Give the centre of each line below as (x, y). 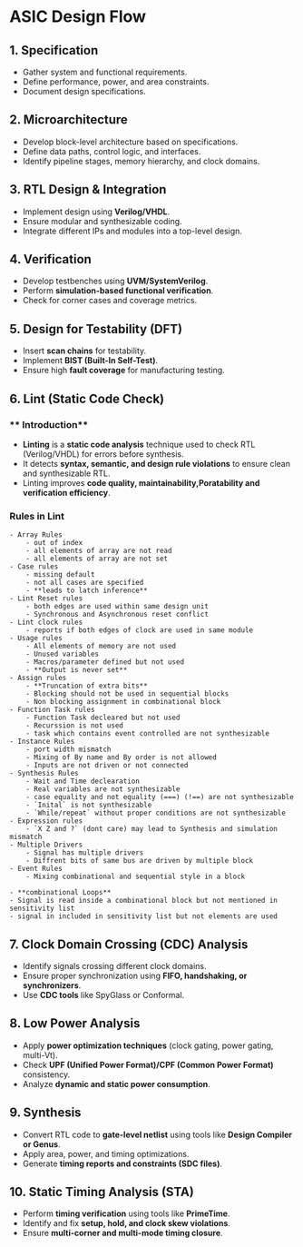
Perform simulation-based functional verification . (118, 291)
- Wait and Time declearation (83, 782)
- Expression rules (46, 821)
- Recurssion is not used (75, 726)
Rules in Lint (37, 516)
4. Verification (51, 259)
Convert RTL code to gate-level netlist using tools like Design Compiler (157, 1134)
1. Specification (54, 50)
